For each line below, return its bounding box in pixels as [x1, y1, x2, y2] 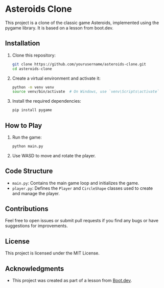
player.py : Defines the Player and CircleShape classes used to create [12, 185, 153, 191]
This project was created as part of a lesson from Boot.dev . [12, 278, 132, 284]
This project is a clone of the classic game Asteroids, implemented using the [5, 20, 159, 26]
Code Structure [5, 167, 53, 175]
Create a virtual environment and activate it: [12, 75, 101, 81]
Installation [5, 39, 40, 48]
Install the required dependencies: [12, 98, 82, 104]
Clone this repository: [12, 52, 56, 58]
